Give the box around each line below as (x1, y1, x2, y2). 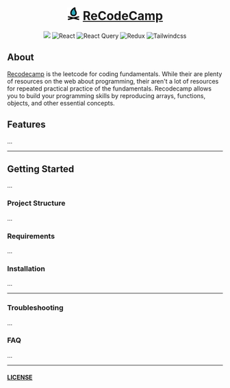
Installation (7, 264, 46, 274)
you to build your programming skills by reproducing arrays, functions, (7, 91, 206, 99)
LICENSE (7, 374, 33, 382)
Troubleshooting (7, 303, 64, 313)
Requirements (7, 231, 55, 241)
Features (7, 119, 46, 130)
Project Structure (7, 199, 66, 208)
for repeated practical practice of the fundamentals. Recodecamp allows (7, 84, 212, 93)
